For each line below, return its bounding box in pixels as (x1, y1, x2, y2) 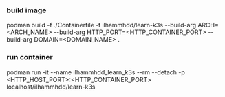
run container (6, 53, 53, 62)
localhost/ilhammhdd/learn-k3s (6, 83, 96, 91)
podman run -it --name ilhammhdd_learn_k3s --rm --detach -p (6, 68, 185, 77)
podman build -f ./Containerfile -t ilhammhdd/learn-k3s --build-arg (6, 21, 197, 29)
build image (6, 5, 47, 15)
